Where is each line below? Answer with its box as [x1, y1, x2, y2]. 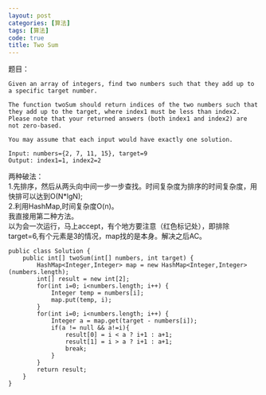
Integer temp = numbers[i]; [50, 289, 145, 297]
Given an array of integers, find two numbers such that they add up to [8, 80, 255, 88]
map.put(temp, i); [50, 296, 112, 304]
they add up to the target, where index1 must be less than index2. [8, 108, 241, 116]
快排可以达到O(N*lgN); [8, 192, 84, 201]
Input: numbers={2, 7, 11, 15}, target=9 [8, 150, 148, 158]
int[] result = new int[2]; [37, 276, 130, 284]
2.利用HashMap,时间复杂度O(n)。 [8, 201, 119, 211]
